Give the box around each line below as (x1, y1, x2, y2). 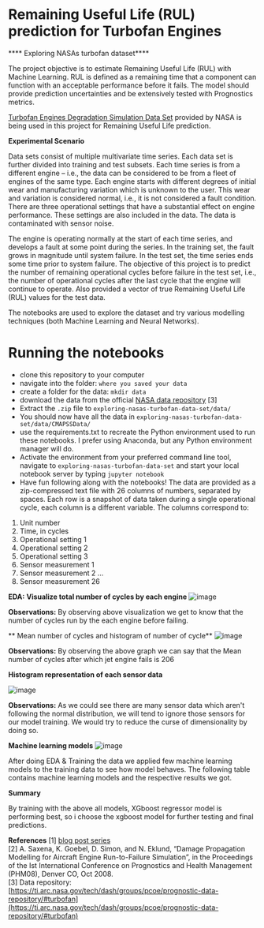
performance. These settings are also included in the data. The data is (8, 210, 236, 219)
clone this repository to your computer (19, 369, 145, 380)
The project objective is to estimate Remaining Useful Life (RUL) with (8, 63, 232, 73)
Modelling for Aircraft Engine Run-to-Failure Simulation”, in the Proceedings (8, 852, 254, 862)
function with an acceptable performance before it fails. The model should (8, 80, 250, 90)
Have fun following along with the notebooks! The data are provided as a (19, 477, 256, 487)
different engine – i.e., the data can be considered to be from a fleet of (8, 168, 236, 178)
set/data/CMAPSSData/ (19, 420, 91, 428)
